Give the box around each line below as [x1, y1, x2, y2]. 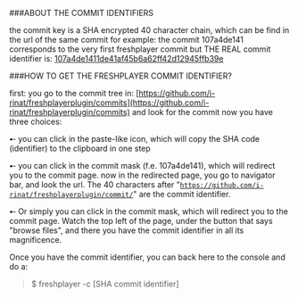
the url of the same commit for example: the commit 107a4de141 [9, 35, 244, 45]
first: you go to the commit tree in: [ [9, 88, 140, 98]
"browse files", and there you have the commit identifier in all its [9, 225, 244, 236]
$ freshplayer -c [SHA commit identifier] [30, 278, 180, 289]
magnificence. [9, 235, 62, 244]
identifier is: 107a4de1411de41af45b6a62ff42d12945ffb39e [9, 54, 224, 63]
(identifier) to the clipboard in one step [9, 143, 152, 153]
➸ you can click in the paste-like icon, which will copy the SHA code [9, 134, 261, 144]
